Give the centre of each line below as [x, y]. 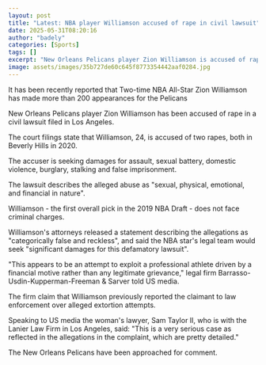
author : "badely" [37, 38]
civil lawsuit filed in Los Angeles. [61, 122]
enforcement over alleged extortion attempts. [82, 305]
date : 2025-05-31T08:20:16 [53, 30]
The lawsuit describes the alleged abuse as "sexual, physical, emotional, [127, 184]
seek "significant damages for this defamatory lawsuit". [99, 249]
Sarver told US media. [144, 281]
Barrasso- [234, 272]
